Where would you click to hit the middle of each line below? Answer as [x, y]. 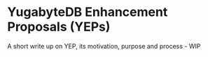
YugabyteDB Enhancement [88, 12]
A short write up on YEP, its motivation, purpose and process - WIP [104, 46]
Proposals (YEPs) [59, 27]
